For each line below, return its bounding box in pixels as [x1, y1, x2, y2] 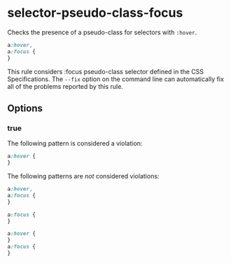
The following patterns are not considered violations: [7, 172, 160, 180]
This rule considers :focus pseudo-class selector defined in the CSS [7, 67, 204, 76]
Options [7, 102, 43, 114]
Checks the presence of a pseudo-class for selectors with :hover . [7, 28, 197, 36]
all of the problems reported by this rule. [7, 82, 124, 90]
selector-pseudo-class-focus [7, 5, 183, 21]
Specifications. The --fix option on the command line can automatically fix [7, 75, 224, 83]
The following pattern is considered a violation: [7, 139, 143, 148]
